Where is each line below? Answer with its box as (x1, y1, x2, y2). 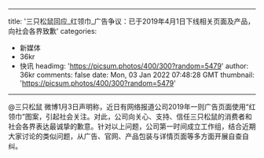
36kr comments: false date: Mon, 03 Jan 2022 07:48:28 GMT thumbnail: (19, 70, 255, 79)
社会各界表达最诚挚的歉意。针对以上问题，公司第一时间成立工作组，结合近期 (8, 122, 256, 130)
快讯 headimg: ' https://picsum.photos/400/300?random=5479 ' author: (19, 61, 249, 71)
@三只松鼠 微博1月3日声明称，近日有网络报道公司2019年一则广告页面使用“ (8, 102, 249, 111)
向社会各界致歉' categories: (8, 27, 97, 35)
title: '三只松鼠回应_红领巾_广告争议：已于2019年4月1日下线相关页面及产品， (8, 17, 255, 26)
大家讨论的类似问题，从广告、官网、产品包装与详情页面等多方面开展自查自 (8, 131, 249, 141)
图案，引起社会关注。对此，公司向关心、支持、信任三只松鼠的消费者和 (24, 112, 253, 121)
